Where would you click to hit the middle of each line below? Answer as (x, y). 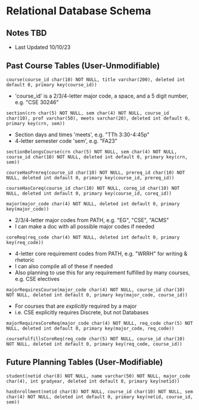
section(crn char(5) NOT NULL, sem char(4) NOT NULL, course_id (88, 113)
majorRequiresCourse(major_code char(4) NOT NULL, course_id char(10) (96, 290)
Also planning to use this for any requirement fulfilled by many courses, (102, 273)
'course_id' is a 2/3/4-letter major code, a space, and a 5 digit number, (102, 96)
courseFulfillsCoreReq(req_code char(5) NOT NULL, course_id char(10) (96, 339)
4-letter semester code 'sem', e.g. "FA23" (66, 140)
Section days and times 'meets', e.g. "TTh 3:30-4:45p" (82, 134)
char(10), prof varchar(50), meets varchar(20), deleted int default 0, (98, 118)
